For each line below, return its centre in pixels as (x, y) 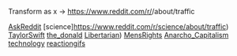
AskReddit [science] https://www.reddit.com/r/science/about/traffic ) (118, 26)
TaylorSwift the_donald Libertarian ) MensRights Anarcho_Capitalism (118, 35)
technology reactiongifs (47, 43)
